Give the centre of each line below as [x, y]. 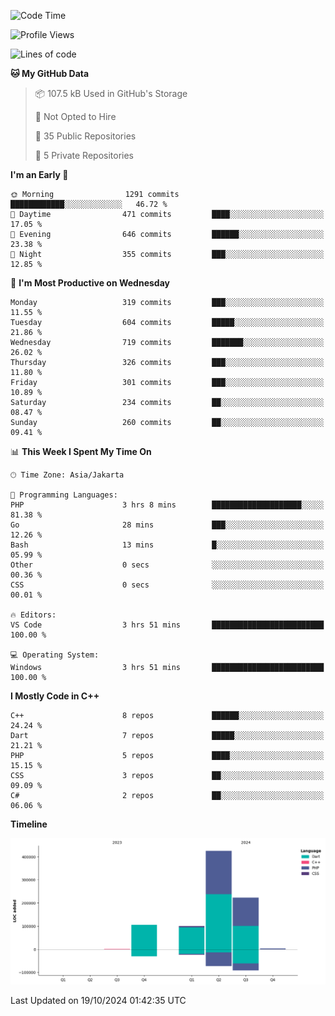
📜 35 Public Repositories [85, 136]
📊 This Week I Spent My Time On [81, 451]
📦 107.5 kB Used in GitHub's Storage [111, 93]
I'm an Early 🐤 [39, 174]
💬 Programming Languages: [64, 495]
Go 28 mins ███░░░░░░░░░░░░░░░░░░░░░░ [167, 525]
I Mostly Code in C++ [55, 696]
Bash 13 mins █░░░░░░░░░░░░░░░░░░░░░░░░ [167, 545]
